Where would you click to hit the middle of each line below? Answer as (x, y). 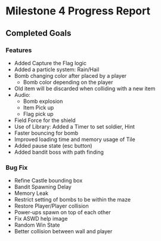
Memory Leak (31, 193)
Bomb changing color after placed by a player (70, 75)
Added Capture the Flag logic (50, 63)
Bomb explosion (43, 101)
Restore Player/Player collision (51, 206)
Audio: (22, 94)
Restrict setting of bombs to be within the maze (72, 200)
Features (19, 50)
